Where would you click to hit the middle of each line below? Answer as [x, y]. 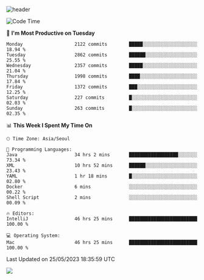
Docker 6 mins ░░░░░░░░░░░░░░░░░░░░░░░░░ [102, 187]
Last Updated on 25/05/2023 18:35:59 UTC [61, 259]
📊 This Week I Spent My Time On [49, 125]
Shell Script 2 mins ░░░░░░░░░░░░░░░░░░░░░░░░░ [102, 198]
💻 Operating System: [33, 235]
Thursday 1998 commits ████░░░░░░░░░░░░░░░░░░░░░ [102, 76]
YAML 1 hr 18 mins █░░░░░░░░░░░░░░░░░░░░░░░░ [102, 176]
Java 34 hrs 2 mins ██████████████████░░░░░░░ [102, 155]
